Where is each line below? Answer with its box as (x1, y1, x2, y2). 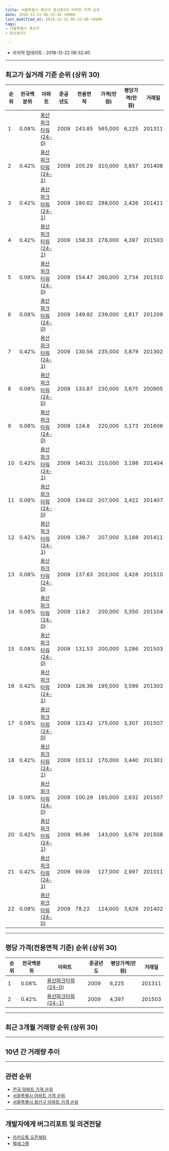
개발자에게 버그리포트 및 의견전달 (5, 1120, 102, 1128)
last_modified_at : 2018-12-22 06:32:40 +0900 (5, 17, 102, 22)
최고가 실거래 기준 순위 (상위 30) (5, 71, 100, 79)
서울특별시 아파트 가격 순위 (12, 1093, 65, 1099)
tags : (5, 21, 17, 27)
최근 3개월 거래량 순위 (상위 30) (5, 1023, 98, 1032)
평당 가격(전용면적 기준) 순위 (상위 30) (5, 943, 117, 952)
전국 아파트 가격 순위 (12, 1087, 53, 1093)
